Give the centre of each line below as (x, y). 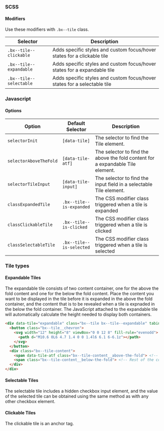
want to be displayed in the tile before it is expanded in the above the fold (79, 299)
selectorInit (23, 141)
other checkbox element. (30, 402)
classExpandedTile (29, 205)
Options (13, 110)
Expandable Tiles (23, 278)
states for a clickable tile (80, 56)
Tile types (17, 266)
